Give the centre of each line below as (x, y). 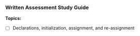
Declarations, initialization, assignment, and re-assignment (74, 28)
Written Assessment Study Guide (47, 7)
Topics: (13, 18)
